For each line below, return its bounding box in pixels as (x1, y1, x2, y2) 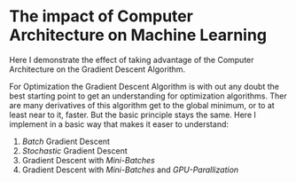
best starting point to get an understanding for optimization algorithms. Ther (9, 91, 287, 101)
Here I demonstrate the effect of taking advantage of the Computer (9, 54, 254, 65)
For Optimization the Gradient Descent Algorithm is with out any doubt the (9, 81, 279, 91)
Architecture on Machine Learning (9, 25, 268, 45)
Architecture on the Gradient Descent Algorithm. (9, 64, 186, 75)
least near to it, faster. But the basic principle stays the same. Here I (9, 109, 257, 120)
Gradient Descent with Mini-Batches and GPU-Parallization (21, 164, 239, 175)
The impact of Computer (9, 6, 193, 27)
